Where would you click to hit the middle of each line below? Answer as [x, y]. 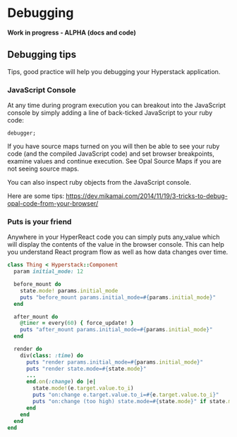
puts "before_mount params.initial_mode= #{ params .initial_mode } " [118, 297]
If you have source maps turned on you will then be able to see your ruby [114, 147]
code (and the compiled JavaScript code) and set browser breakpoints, [111, 154]
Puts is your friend [39, 221]
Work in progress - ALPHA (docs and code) [72, 32]
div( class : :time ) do [51, 355]
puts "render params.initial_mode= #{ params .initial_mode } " [114, 362]
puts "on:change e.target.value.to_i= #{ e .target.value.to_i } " [126, 395]
